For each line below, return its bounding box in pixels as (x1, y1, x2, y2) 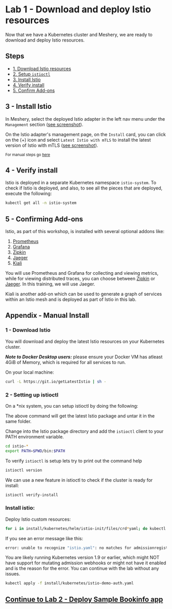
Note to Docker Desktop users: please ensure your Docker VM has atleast (5, 353, 163, 360)
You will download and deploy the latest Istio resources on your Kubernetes (5, 338, 165, 345)
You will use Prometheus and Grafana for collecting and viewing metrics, (5, 270, 159, 276)
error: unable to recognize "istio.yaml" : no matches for (5, 545, 132, 550)
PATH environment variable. (5, 433, 64, 440)
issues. (5, 571, 20, 577)
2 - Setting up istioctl (5, 391, 59, 398)
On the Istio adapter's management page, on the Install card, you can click (5, 131, 166, 137)
